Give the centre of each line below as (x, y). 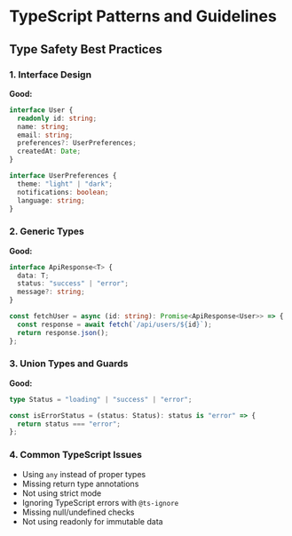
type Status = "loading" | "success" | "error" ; (101, 399)
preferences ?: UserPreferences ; (77, 143)
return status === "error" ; (69, 424)
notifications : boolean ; (63, 192)
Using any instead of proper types (84, 474)
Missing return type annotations (80, 484)
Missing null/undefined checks (78, 512)
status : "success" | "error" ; (73, 284)
